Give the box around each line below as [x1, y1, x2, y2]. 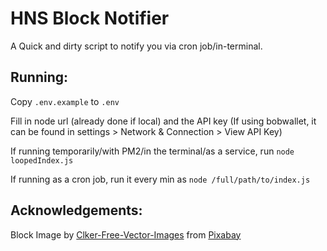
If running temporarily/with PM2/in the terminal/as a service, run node [10, 145, 295, 157]
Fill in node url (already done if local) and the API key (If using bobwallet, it [10, 115, 317, 127]
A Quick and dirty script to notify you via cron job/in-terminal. [10, 40, 263, 52]
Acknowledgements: [10, 202, 143, 219]
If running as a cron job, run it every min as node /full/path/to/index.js [10, 173, 311, 185]
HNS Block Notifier [10, 7, 170, 30]
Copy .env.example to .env [10, 95, 120, 107]
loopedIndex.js [10, 155, 74, 166]
